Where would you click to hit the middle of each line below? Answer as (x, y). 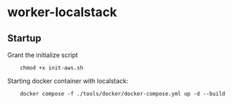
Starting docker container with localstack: (68, 81)
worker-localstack (62, 12)
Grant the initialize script (43, 55)
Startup (24, 38)
